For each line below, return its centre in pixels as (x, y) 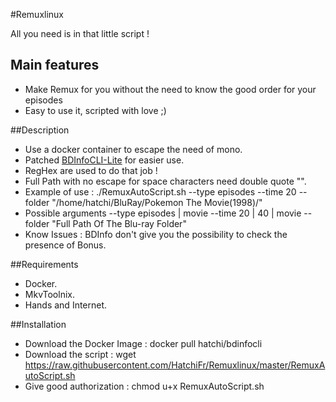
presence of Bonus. (65, 245)
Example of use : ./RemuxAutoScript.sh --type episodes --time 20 (160, 191)
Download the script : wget (80, 354)
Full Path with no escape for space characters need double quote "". (165, 181)
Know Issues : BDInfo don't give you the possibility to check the (156, 234)
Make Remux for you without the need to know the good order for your (170, 89)
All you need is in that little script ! (80, 33)
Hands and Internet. (66, 305)
